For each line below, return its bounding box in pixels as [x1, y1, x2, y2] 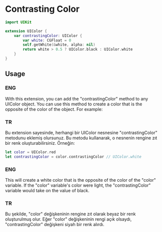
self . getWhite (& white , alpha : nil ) [23, 42, 96, 47]
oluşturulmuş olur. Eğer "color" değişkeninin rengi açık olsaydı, [5, 216, 132, 222]
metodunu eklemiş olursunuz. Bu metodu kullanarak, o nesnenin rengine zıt [5, 134, 158, 141]
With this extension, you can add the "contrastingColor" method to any [5, 96, 148, 101]
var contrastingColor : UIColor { [14, 33, 82, 38]
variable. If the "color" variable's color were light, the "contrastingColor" [5, 182, 151, 188]
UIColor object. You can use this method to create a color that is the [5, 101, 142, 107]
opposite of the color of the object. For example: [5, 106, 103, 112]
